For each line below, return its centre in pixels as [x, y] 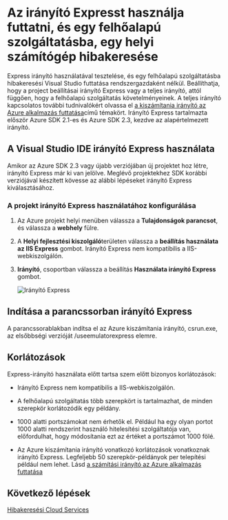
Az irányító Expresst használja [96, 13]
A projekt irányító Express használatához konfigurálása [102, 205]
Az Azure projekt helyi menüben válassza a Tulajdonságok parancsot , [117, 221]
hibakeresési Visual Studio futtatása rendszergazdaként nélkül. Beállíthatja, [114, 83]
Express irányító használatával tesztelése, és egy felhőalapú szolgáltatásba [114, 76]
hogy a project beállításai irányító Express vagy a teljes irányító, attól [104, 90]
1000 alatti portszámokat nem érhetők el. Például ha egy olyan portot [115, 421]
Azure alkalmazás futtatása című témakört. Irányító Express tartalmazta [107, 113]
